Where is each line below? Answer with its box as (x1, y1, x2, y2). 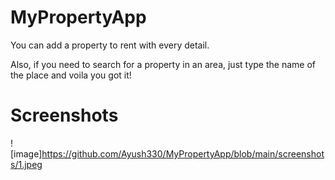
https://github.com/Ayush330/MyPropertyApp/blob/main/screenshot (41, 147, 325, 160)
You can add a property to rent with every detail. (10, 39, 210, 51)
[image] (10, 147, 43, 160)
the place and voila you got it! (10, 69, 132, 81)
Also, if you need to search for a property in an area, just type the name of (10, 58, 316, 70)
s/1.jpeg (10, 158, 43, 170)
